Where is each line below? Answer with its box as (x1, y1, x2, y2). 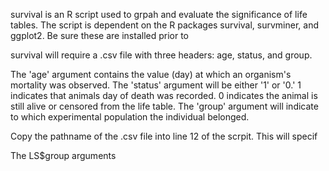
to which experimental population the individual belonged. (10, 111, 250, 123)
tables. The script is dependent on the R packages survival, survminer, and (10, 19, 319, 31)
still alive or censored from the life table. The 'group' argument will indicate (10, 100, 319, 112)
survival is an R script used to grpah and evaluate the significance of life (10, 9, 308, 20)
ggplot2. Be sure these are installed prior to (10, 30, 190, 41)
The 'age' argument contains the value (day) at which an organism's (10, 69, 292, 80)
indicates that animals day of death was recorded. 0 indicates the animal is (10, 90, 318, 101)
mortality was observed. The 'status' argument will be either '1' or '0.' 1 (10, 79, 302, 91)
